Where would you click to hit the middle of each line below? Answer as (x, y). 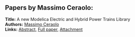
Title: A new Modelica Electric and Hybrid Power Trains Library (68, 19)
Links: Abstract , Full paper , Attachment (44, 29)
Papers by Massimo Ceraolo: (49, 8)
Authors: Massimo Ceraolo (32, 24)
